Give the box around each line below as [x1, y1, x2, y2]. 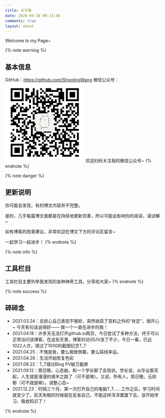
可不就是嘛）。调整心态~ [21, 380, 70, 385]
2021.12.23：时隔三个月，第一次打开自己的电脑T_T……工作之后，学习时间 [12, 385, 160, 392]
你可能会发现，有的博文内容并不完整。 [5, 202, 82, 208]
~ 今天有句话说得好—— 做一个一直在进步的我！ [12, 324, 108, 330]
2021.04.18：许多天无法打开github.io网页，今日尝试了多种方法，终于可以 [12, 330, 160, 336]
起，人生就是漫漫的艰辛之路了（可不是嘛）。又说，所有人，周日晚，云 [12, 373, 152, 380]
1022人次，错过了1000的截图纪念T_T [12, 342, 87, 348]
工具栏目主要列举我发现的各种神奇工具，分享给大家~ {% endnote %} [5, 278, 144, 284]
